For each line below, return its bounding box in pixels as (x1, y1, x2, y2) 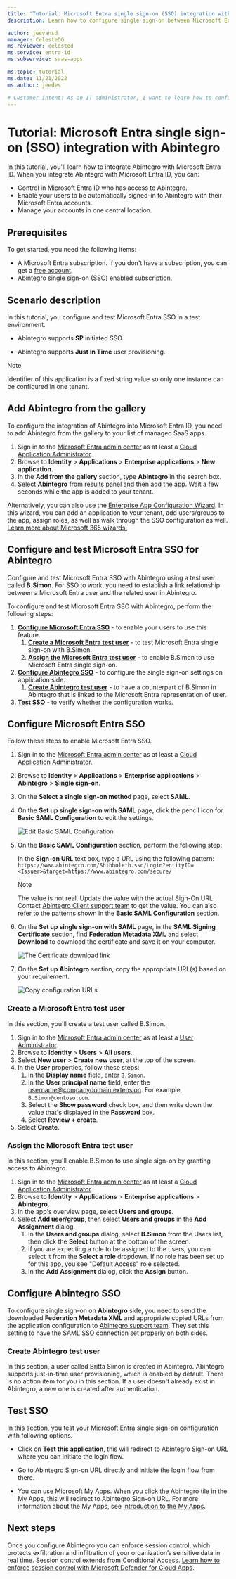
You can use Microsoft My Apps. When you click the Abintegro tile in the (17, 1487, 228, 1495)
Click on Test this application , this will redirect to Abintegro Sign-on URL (17, 1445, 229, 1453)
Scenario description (7, 294, 101, 306)
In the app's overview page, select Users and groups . (17, 1207, 174, 1215)
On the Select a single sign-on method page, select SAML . (17, 793, 191, 801)
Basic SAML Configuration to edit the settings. (17, 814, 155, 822)
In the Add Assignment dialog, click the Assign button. (27, 1267, 188, 1275)
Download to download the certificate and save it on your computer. (17, 938, 216, 946)
